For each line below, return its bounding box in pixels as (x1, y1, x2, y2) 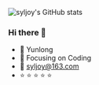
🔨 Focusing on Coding (19, 54, 92, 63)
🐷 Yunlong (19, 45, 53, 54)
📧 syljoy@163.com (19, 61, 79, 71)
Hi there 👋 (8, 27, 47, 38)
